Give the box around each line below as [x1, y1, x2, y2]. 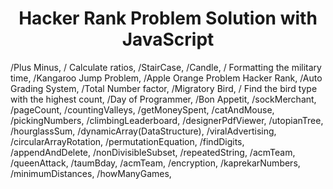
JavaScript [121, 28, 215, 51]
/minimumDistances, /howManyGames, [10, 167, 172, 179]
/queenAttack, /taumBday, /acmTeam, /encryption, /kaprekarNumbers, [10, 157, 301, 169]
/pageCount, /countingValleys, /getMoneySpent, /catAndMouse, [10, 103, 275, 116]
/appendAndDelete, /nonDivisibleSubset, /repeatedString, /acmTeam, [10, 146, 296, 158]
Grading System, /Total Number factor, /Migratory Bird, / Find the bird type [10, 82, 318, 94]
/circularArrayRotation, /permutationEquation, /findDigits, [10, 135, 245, 147]
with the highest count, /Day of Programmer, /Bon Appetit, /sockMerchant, [10, 93, 317, 105]
